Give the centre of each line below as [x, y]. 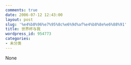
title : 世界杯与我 [23, 29]
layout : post [19, 19]
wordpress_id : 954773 [28, 34]
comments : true [21, 10]
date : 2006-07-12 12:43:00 [34, 15]
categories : [18, 39]
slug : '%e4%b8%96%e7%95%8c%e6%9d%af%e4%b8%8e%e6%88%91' [66, 24]
